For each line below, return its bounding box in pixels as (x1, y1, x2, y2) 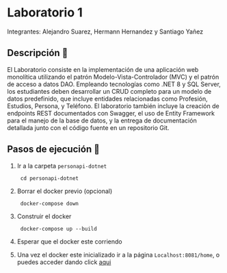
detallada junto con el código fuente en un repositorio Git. (7, 123, 170, 131)
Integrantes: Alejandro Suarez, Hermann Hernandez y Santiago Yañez (7, 27, 204, 36)
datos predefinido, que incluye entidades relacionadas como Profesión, (7, 94, 209, 103)
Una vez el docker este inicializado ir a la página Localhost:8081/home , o (16, 250, 220, 259)
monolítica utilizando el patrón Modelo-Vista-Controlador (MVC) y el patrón (7, 73, 219, 81)
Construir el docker (16, 212, 72, 220)
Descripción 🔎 (7, 47, 68, 59)
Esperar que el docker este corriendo (16, 237, 122, 246)
